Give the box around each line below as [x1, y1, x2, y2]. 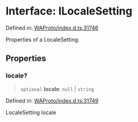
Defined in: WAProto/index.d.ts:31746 [5, 24, 99, 31]
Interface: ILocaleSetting [5, 4, 133, 18]
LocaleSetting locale [5, 109, 57, 116]
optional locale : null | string [20, 85, 95, 92]
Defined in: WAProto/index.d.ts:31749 [5, 97, 99, 104]
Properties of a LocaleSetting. [5, 36, 80, 43]
